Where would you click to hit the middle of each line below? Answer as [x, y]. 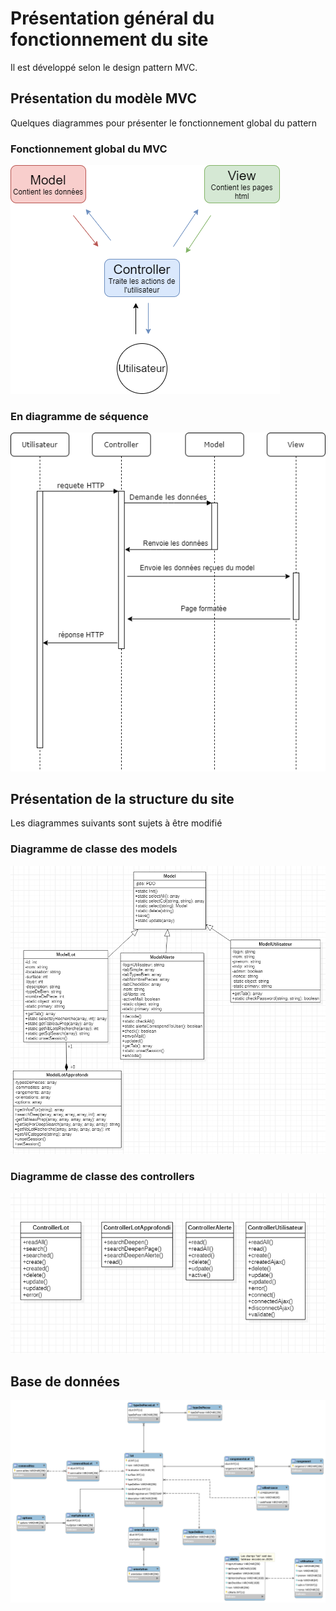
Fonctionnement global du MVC [89, 149]
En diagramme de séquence [79, 416]
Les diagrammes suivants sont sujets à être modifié [116, 823]
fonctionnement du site [109, 39]
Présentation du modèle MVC [103, 98]
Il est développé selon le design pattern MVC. [104, 67]
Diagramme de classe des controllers [102, 1177]
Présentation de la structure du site [122, 798]
